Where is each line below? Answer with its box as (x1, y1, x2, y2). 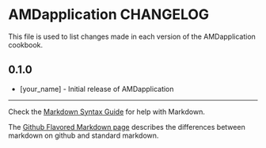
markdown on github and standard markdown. (8, 131, 159, 140)
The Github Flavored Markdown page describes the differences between (8, 122, 245, 131)
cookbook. (8, 40, 44, 49)
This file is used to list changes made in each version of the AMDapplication (8, 32, 256, 41)
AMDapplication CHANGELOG (8, 6, 210, 24)
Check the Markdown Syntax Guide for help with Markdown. (8, 107, 206, 116)
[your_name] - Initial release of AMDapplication (19, 84, 174, 93)
